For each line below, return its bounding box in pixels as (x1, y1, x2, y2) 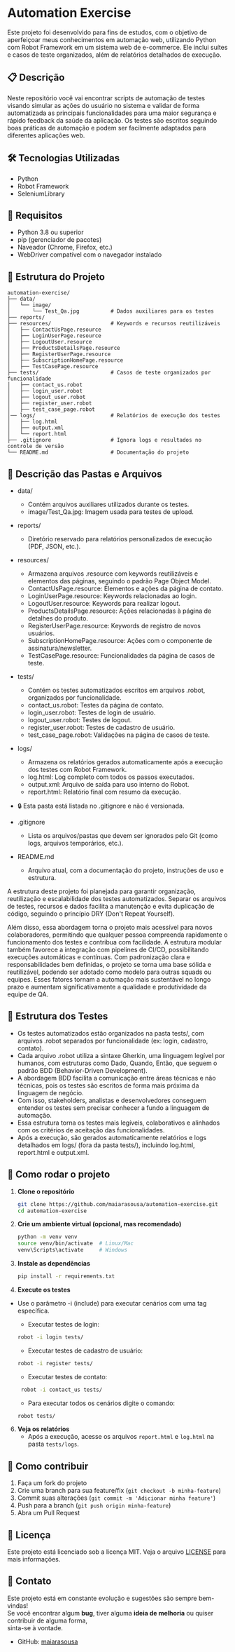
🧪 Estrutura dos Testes (7, 1010, 108, 1022)
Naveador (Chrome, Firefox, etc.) (17, 243, 113, 252)
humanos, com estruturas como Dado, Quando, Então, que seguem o (17, 1059, 218, 1067)
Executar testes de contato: (27, 1372, 108, 1381)
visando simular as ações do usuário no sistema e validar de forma (7, 101, 200, 109)
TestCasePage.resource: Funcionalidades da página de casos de (27, 651, 215, 660)
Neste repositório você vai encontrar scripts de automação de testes (7, 93, 205, 102)
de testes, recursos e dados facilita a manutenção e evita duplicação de (7, 902, 215, 910)
